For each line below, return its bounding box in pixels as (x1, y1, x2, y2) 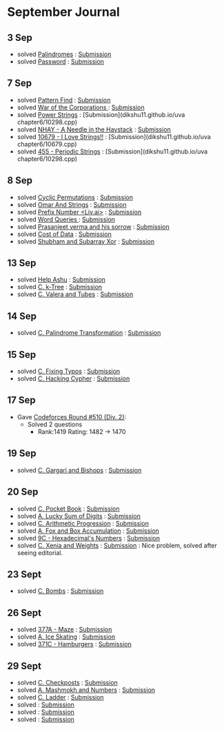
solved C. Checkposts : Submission (17, 678, 119, 686)
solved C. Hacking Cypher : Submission (17, 374, 130, 383)
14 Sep (7, 310, 37, 322)
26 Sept (7, 607, 42, 619)
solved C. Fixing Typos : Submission (17, 367, 121, 376)
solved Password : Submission (17, 57, 105, 66)
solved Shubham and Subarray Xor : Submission (17, 237, 155, 246)
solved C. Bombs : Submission (17, 587, 104, 595)
